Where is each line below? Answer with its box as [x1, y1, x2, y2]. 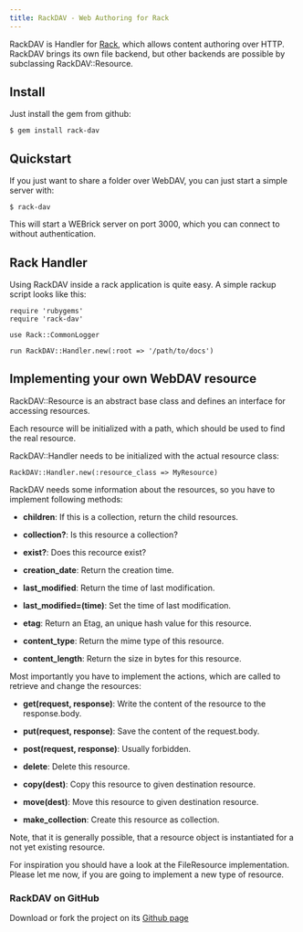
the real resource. [9, 432, 76, 443]
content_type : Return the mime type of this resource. [22, 635, 225, 646]
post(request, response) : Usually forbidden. [22, 743, 192, 754]
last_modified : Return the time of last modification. [22, 582, 215, 593]
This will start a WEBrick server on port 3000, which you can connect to [9, 218, 280, 229]
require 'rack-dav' [9, 314, 84, 324]
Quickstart [9, 151, 72, 166]
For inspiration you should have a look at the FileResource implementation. [9, 859, 290, 870]
